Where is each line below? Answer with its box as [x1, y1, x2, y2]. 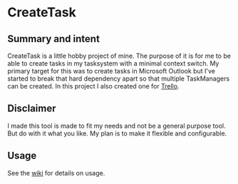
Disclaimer [7, 103, 56, 115]
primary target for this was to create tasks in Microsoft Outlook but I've [7, 67, 216, 75]
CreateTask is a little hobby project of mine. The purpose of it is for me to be [7, 51, 232, 60]
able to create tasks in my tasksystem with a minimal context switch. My [7, 59, 219, 68]
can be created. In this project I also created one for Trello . [7, 82, 180, 90]
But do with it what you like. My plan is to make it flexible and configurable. [7, 129, 227, 138]
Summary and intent [7, 33, 100, 45]
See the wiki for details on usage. [7, 168, 105, 177]
